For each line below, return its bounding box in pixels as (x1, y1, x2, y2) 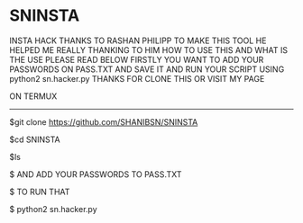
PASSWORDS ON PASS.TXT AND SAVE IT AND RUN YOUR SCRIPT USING (9, 64, 285, 75)
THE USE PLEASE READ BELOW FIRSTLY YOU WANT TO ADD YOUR (9, 54, 264, 65)
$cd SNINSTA (9, 134, 60, 145)
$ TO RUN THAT (9, 186, 70, 197)
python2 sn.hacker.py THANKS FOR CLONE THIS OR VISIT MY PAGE (9, 73, 265, 84)
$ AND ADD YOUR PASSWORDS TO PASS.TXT (9, 168, 182, 180)
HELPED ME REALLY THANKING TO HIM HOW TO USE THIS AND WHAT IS (9, 44, 289, 55)
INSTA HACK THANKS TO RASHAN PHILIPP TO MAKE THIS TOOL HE (9, 35, 267, 46)
